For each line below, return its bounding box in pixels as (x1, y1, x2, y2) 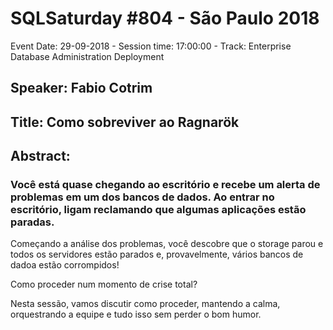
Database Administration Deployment (10, 50, 165, 62)
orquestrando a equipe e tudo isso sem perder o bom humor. (10, 308, 262, 321)
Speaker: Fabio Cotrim (10, 80, 153, 97)
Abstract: (10, 148, 71, 165)
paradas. (10, 215, 55, 229)
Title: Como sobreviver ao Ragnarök (10, 113, 240, 131)
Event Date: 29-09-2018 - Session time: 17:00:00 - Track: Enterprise (10, 40, 292, 52)
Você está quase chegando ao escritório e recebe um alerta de (10, 178, 321, 192)
